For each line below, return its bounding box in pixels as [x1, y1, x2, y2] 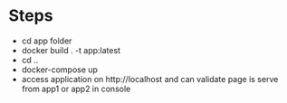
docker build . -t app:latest [21, 44, 121, 55]
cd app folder [21, 35, 72, 46]
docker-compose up [21, 64, 99, 75]
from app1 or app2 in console [21, 83, 131, 94]
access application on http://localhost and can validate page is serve [21, 73, 279, 84]
